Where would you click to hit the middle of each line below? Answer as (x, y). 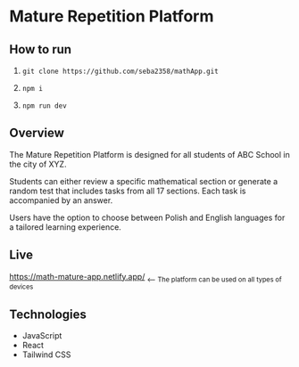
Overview (37, 133)
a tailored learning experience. (66, 227)
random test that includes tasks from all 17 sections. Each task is (128, 191)
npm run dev (44, 106)
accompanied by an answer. (61, 200)
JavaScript (42, 336)
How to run (41, 49)
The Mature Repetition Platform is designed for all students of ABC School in (149, 154)
